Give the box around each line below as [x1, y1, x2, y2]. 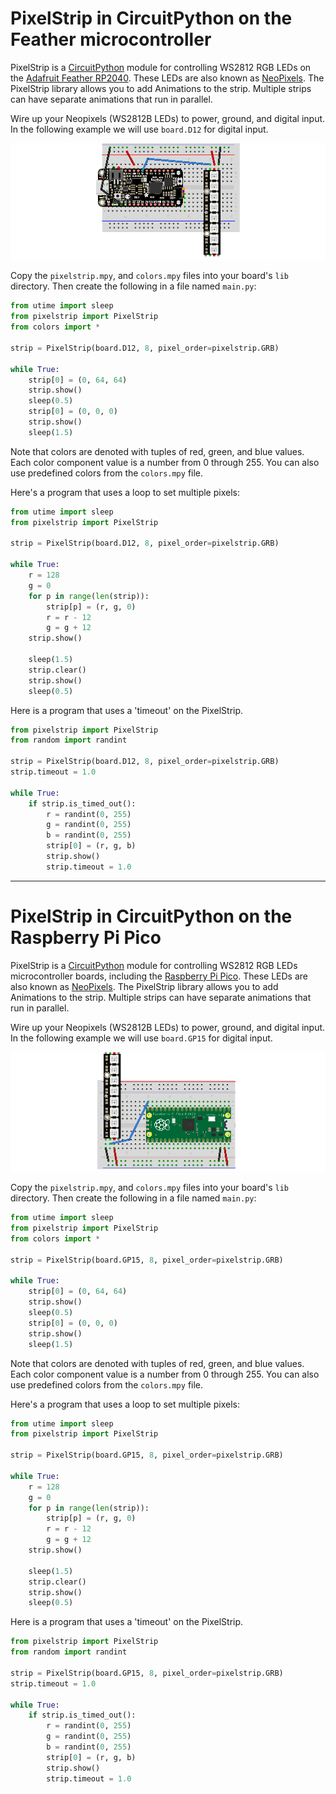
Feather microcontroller [10, 28, 212, 51]
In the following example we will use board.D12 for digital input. [10, 123, 269, 135]
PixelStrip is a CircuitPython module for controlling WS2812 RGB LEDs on [10, 61, 312, 73]
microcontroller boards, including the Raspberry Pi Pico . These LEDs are [10, 970, 308, 982]
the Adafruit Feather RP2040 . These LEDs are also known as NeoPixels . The [10, 72, 325, 84]
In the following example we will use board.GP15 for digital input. [10, 1032, 273, 1044]
